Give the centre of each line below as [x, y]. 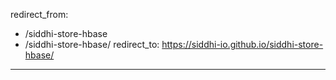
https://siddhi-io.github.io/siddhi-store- [242, 44]
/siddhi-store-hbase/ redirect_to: [92, 44]
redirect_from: [39, 14]
